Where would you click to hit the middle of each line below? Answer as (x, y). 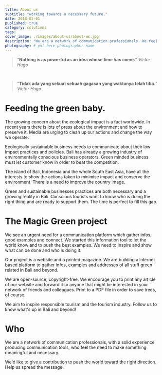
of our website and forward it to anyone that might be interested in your (77, 284)
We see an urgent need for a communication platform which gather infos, (78, 235)
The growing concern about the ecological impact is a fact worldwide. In (78, 121)
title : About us (21, 9)
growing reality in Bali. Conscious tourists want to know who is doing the (78, 196)
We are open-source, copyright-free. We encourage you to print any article (80, 279)
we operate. (17, 137)
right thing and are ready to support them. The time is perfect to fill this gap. (81, 202)
